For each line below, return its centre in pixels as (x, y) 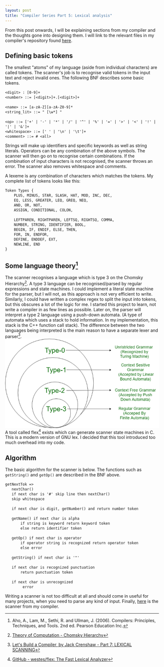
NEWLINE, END (27, 244)
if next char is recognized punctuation (53, 567)
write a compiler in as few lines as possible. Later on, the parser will (73, 309)
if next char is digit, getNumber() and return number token (75, 509)
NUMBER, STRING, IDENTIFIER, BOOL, (50, 225)
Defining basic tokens (39, 55)
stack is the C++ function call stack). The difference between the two (75, 325)
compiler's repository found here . (39, 40)
